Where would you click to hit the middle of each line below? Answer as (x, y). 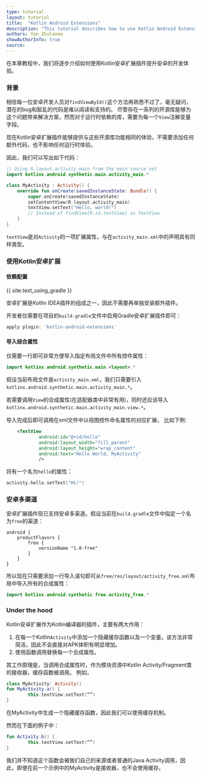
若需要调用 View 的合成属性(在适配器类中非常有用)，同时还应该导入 (87, 400)
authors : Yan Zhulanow (35, 34)
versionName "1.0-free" (68, 548)
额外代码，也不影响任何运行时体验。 (51, 145)
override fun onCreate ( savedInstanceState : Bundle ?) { (87, 191)
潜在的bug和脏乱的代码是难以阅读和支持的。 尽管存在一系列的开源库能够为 (99, 109)
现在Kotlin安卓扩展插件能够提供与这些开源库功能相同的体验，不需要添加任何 (100, 137)
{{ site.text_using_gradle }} (39, 291)
